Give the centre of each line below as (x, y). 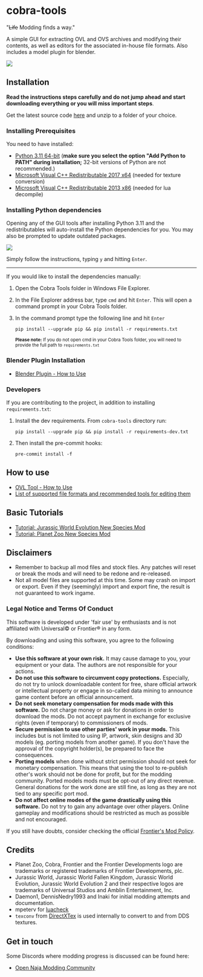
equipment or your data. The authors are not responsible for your (96, 664)
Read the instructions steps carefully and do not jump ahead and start (96, 97)
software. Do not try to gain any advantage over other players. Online (102, 806)
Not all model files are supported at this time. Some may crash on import (105, 580)
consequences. (34, 755)
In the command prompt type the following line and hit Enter (90, 318)
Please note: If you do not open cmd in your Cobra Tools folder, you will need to (98, 340)
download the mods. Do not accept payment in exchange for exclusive (103, 716)
